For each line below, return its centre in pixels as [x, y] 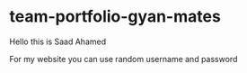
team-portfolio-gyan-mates [115, 17]
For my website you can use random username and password [123, 59]
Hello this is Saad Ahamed [57, 41]
